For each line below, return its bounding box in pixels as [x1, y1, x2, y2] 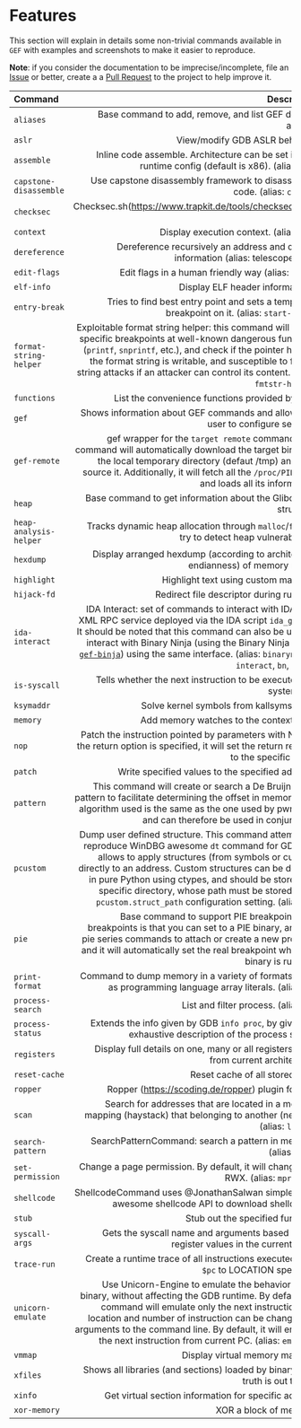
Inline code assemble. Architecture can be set [95, 148, 288, 161]
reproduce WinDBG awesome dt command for [83, 839, 279, 852]
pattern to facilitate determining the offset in [74, 791, 260, 803]
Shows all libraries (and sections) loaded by [82, 1363, 267, 1376]
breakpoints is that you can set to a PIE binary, [87, 921, 282, 933]
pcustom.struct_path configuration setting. [95, 895, 276, 907]
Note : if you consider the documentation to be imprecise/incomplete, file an [9, 62, 289, 73]
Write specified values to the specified [117, 765, 279, 777]
